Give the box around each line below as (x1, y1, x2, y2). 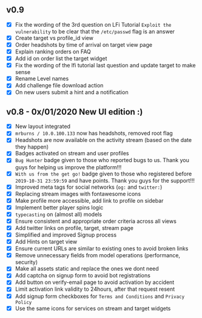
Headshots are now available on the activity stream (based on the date (15, 137, 192, 144)
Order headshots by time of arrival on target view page (15, 41, 153, 48)
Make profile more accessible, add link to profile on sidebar (15, 197, 164, 204)
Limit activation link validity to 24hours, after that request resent (15, 285, 175, 293)
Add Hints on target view (15, 238, 78, 245)
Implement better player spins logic (15, 203, 104, 211)
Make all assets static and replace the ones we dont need (15, 265, 159, 272)
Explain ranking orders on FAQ (15, 48, 91, 55)
